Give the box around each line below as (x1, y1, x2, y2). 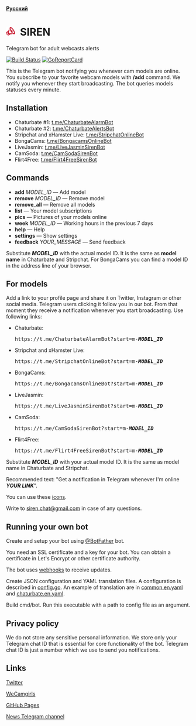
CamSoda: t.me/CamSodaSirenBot (14, 149, 98, 157)
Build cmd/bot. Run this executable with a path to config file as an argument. (6, 601, 191, 608)
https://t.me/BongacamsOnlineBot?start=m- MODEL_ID (14, 381, 163, 387)
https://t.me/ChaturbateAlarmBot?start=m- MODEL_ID (14, 336, 163, 343)
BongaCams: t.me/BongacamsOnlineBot (14, 137, 112, 144)
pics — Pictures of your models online (14, 213, 107, 220)
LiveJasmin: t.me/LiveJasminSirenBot (14, 143, 105, 150)
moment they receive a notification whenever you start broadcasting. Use (6, 307, 184, 314)
